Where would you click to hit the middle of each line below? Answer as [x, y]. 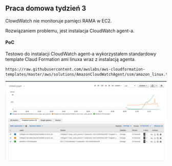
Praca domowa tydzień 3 [46, 8]
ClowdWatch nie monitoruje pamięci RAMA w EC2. [59, 20]
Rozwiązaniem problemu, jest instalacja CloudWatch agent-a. [70, 31]
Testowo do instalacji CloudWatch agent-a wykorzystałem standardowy [81, 54]
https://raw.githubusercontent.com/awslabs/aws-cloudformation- [75, 69]
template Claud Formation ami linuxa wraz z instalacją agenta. [71, 59]
